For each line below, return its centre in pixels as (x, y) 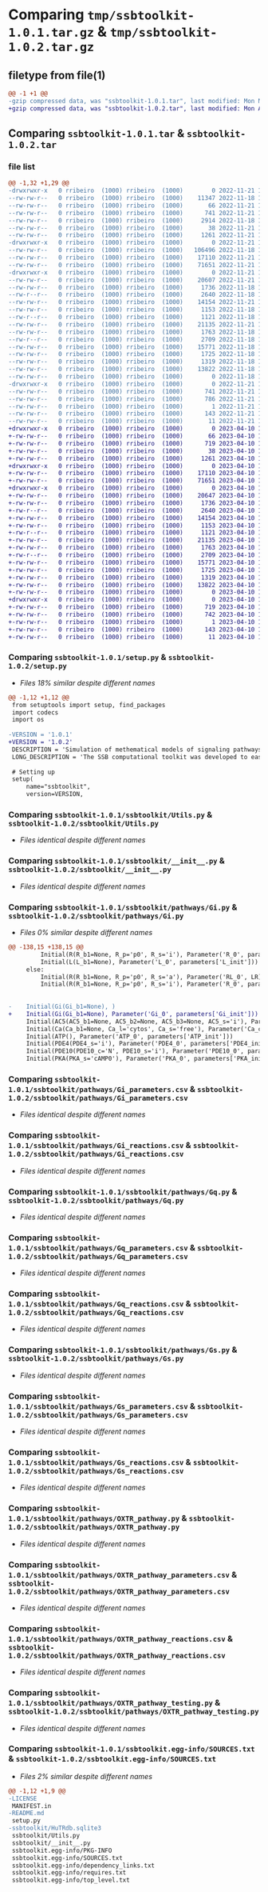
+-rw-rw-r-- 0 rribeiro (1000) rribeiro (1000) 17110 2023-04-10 (132, 474)
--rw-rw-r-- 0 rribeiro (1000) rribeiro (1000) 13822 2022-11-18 (132, 370)
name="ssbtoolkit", (58, 787)
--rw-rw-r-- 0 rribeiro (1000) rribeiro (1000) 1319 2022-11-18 (132, 362)
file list (22, 166)
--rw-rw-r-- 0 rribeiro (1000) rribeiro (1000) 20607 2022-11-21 (132, 280)
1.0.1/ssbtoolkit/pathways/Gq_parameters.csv (99, 1248)
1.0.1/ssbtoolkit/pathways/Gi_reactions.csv (96, 1146)
